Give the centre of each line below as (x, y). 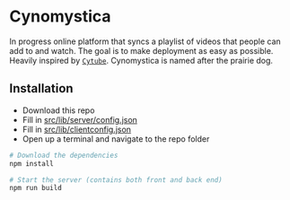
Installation (41, 88)
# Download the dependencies (64, 155)
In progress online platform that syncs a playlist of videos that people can (145, 41)
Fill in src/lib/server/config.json (79, 119)
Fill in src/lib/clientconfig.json (77, 129)
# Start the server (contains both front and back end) (116, 180)
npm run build (36, 188)
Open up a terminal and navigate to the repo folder (116, 139)
